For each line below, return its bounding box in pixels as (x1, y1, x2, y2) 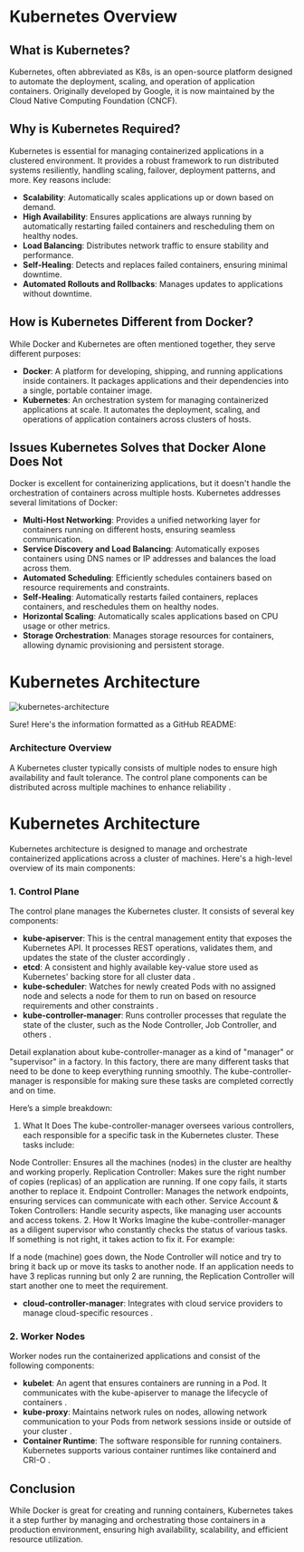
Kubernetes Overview (9, 6, 178, 27)
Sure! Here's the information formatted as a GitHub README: (9, 719, 237, 730)
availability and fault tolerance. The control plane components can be (9, 771, 268, 782)
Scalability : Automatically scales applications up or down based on (22, 192, 274, 203)
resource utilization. (9, 1534, 83, 1545)
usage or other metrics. (22, 620, 110, 631)
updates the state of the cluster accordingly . (22, 952, 191, 963)
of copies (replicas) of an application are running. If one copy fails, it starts (9, 1175, 288, 1187)
